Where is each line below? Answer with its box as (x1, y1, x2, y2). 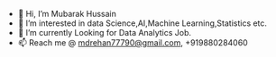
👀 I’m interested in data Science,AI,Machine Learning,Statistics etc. (17, 18, 268, 28)
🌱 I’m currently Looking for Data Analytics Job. (17, 28, 192, 37)
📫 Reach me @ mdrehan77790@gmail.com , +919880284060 (17, 37, 248, 48)
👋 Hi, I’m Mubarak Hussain (17, 9, 117, 19)
